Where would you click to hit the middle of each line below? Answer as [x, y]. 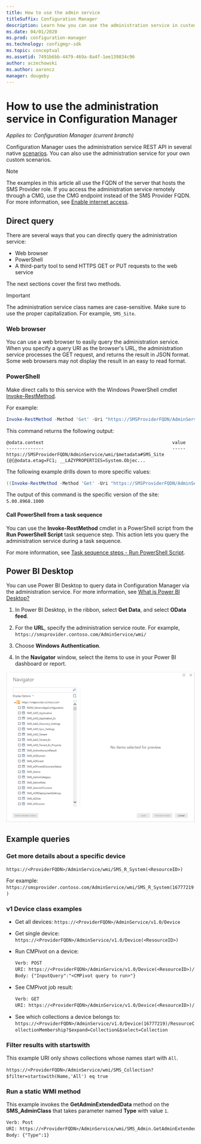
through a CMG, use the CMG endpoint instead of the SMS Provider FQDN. [98, 196]
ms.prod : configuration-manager [46, 38]
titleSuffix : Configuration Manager [52, 19]
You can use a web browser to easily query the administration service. [93, 342]
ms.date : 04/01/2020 [32, 32]
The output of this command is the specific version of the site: [83, 494]
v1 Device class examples [44, 909]
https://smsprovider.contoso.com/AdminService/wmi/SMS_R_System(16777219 [100, 888]
